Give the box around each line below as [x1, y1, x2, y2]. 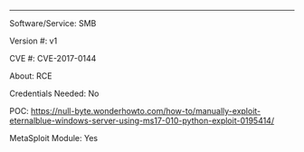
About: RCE [9, 71, 52, 81]
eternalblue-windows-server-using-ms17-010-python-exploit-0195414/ [9, 115, 274, 126]
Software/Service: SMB [9, 18, 97, 28]
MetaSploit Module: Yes [9, 133, 98, 143]
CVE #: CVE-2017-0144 [9, 53, 97, 63]
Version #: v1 [9, 35, 58, 46]
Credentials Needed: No [9, 88, 100, 99]
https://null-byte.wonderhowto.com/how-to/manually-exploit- [30, 106, 261, 116]
